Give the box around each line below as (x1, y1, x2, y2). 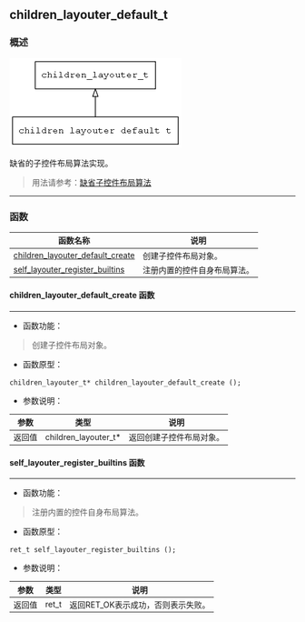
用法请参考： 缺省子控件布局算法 (31, 176, 152, 187)
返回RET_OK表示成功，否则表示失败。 (69, 599, 211, 610)
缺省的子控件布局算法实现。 (9, 157, 113, 168)
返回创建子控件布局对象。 (128, 432, 225, 443)
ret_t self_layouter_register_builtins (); (9, 546, 177, 555)
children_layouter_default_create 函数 (9, 290, 155, 301)
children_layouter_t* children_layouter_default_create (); (9, 377, 242, 387)
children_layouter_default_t (9, 7, 168, 23)
